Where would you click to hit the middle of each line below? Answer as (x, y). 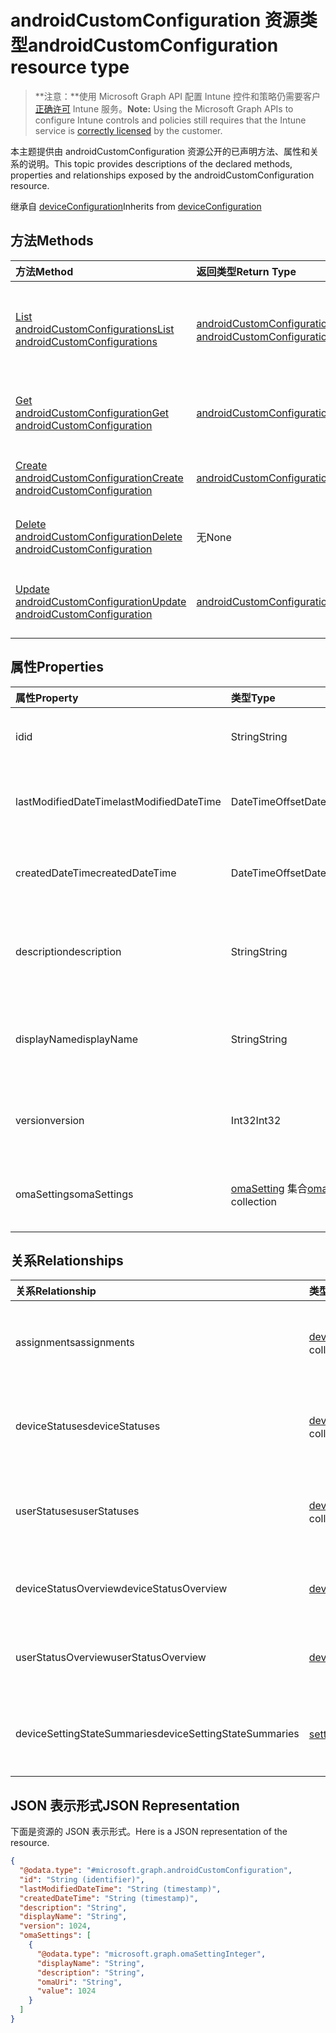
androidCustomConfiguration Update (101, 601)
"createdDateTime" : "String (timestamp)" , (109, 1898)
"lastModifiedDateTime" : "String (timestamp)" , (120, 1889)
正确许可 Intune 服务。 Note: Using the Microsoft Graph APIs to (164, 108)
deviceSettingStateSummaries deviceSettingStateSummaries (157, 1734)
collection (253, 1201)
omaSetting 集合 (269, 1188)
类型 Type (253, 698)
